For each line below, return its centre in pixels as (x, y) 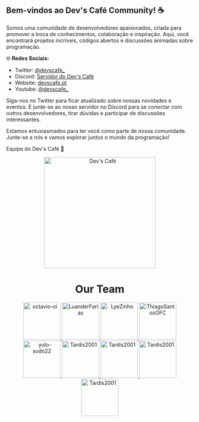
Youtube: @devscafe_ (42, 89)
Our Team (100, 289)
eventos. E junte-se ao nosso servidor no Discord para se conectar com (94, 107)
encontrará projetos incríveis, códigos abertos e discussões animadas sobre (99, 40)
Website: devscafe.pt (41, 83)
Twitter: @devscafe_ (40, 70)
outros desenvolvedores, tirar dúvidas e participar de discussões (86, 113)
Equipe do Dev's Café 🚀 (35, 148)
